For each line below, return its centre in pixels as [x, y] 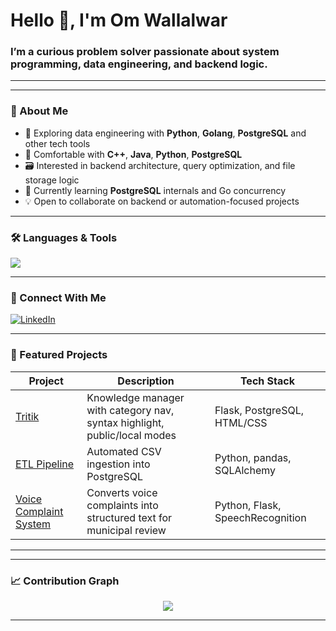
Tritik [27, 416]
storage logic [52, 180]
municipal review [126, 530]
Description [146, 381]
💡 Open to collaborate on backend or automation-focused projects [162, 201]
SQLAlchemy [245, 470]
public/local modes [131, 435]
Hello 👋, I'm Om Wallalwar [119, 20]
